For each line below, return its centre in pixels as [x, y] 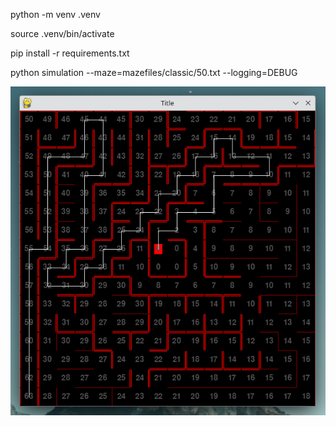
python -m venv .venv [55, 14]
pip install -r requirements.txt [70, 53]
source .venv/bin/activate [62, 33]
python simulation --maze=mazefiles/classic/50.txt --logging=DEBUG [154, 72]
